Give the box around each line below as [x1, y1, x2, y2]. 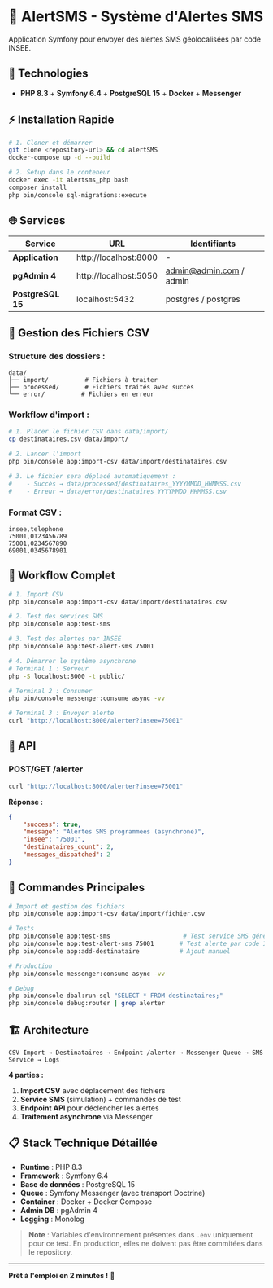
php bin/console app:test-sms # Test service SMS [8, 932, 249, 940]
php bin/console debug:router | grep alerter [8, 1000, 165, 1008]
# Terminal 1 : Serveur [8, 664, 89, 673]
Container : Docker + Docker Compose [19, 1197, 153, 1207]
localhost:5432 [76, 293, 135, 305]
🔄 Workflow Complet [8, 569, 115, 582]
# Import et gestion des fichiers [8, 902, 126, 911]
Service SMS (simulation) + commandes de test [19, 1095, 181, 1105]
